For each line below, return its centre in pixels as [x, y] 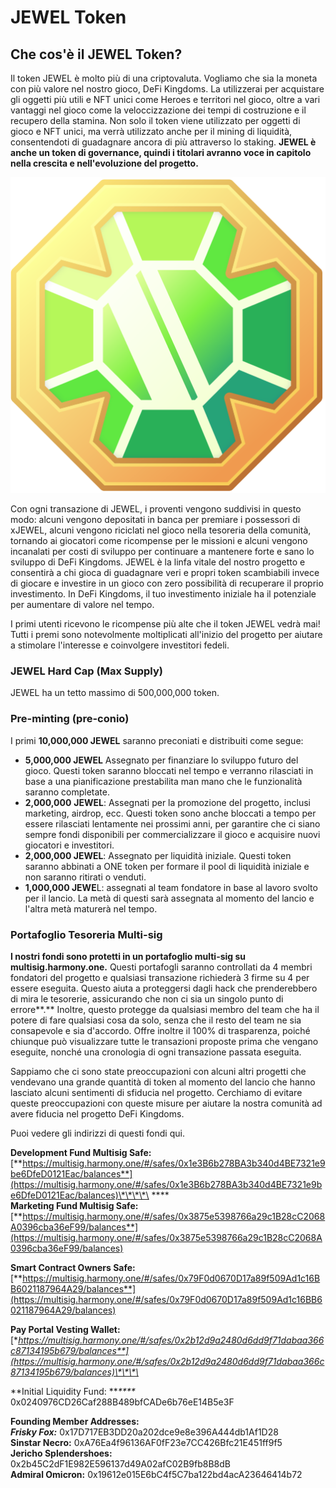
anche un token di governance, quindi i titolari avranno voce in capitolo [161, 152]
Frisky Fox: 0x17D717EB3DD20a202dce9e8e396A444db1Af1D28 [144, 1432]
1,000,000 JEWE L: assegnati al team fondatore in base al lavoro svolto [171, 887]
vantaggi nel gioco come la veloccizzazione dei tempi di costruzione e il [158, 110]
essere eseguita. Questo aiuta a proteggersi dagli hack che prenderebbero [164, 988]
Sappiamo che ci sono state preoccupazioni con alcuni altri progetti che [158, 1071]
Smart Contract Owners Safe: [73, 1267]
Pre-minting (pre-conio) [70, 719]
